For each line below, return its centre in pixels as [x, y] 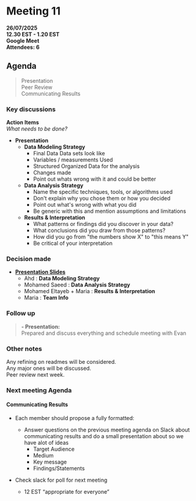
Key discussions [31, 109]
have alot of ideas [46, 443]
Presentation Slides [40, 272]
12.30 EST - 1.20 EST [33, 34]
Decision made [29, 259]
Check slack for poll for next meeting [61, 480]
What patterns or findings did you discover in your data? [103, 224]
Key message [50, 462]
